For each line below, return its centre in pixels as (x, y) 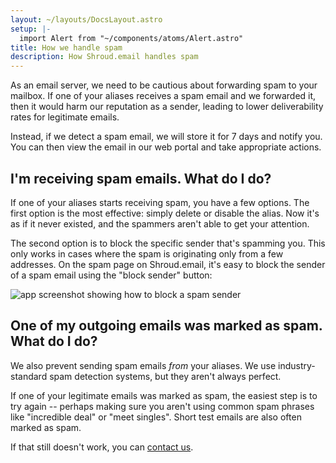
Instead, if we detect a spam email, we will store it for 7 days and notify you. (166, 137)
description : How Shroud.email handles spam (104, 57)
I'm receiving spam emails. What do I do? (141, 178)
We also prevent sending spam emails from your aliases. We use (143, 365)
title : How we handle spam (66, 47)
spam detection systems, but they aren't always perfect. (165, 376)
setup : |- (31, 29)
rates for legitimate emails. (65, 117)
